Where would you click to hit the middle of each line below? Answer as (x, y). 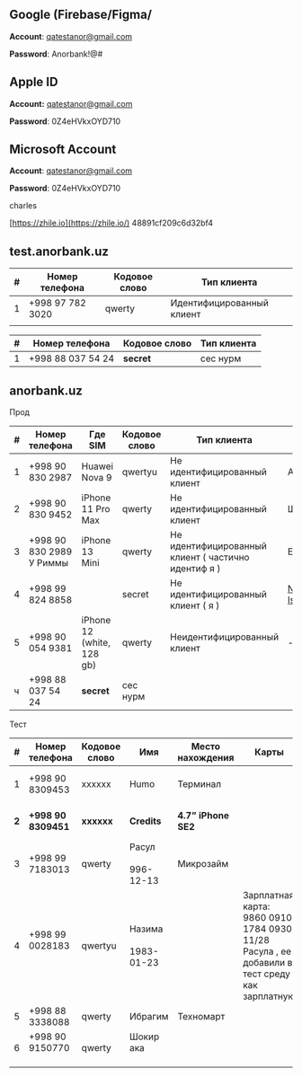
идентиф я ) (195, 569)
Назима (146, 929)
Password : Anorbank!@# (56, 54)
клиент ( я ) (195, 605)
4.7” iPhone (203, 816)
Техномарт (201, 1017)
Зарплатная (268, 896)
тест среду (266, 974)
